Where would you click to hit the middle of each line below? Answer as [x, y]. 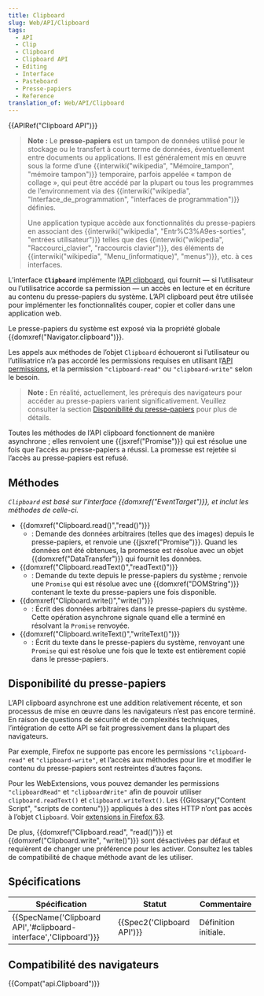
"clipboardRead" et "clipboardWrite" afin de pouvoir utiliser [105, 791]
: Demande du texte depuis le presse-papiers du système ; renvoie [139, 575]
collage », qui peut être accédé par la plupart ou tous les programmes [140, 183]
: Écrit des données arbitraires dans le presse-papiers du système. [139, 609]
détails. [39, 418]
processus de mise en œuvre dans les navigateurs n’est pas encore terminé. [132, 711]
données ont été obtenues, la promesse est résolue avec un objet [137, 550]
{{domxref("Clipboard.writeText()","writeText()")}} [100, 633]
